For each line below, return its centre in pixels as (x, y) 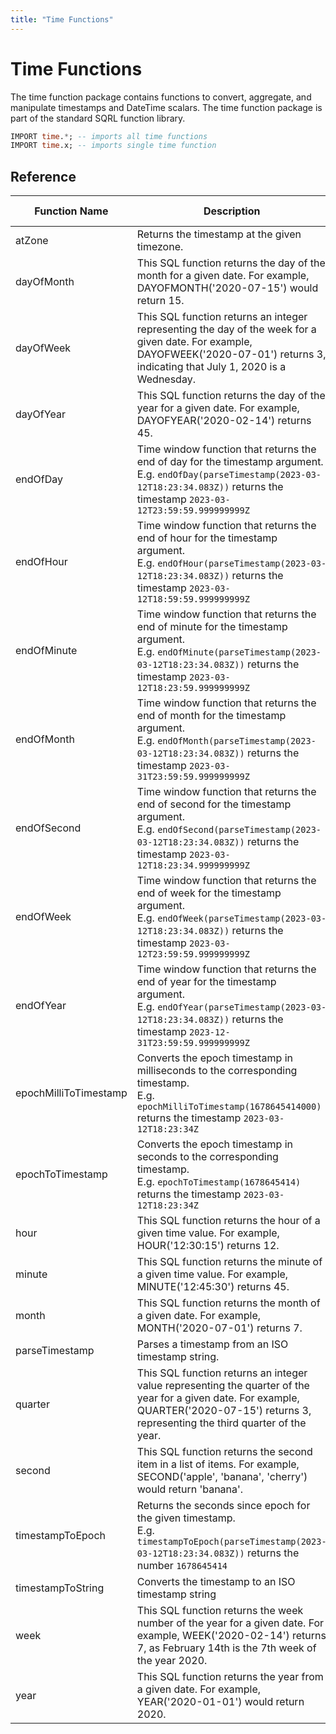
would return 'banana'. (190, 1489)
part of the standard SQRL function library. (98, 118)
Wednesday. (166, 379)
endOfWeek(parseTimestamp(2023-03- (242, 919)
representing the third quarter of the (221, 1423)
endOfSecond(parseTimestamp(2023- (239, 830)
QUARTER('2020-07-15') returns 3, (224, 1411)
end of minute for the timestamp (212, 627)
